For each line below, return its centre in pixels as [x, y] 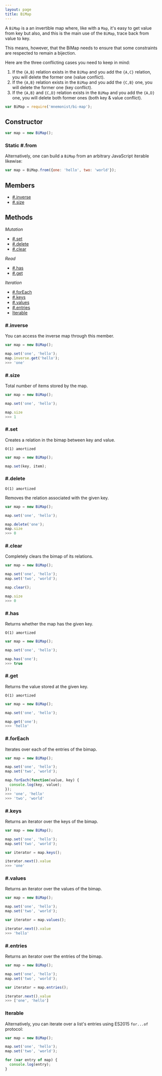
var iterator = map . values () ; [36, 920]
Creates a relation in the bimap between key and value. [60, 440]
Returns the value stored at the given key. [47, 686]
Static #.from [21, 145]
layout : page [18, 9]
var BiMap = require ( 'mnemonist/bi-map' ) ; [49, 107]
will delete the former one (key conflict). [52, 87]
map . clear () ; [18, 587]
